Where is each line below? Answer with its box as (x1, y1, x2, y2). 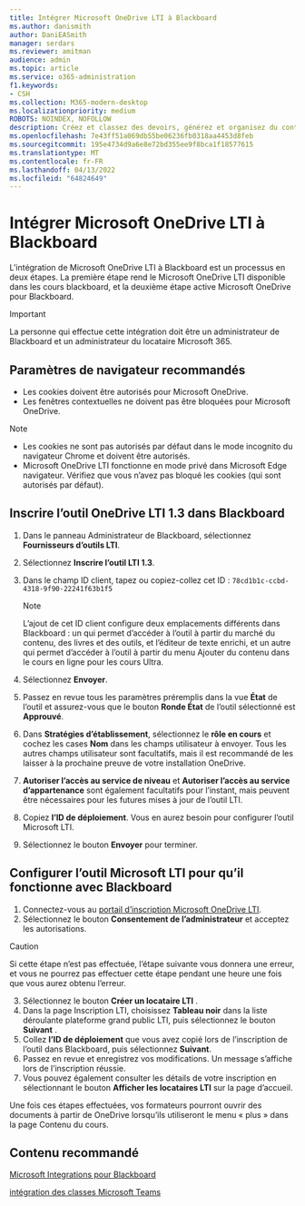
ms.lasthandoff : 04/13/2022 (9, 165, 116, 174)
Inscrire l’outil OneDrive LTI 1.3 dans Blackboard (9, 506, 286, 521)
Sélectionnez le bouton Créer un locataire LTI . (22, 995, 198, 1006)
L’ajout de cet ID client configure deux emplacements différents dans (22, 618, 280, 628)
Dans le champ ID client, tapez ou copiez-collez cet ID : (22, 574, 231, 586)
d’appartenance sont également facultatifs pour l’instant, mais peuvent (22, 785, 290, 796)
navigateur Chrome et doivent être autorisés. (22, 450, 191, 461)
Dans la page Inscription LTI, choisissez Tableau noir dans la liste (22, 1004, 268, 1015)
